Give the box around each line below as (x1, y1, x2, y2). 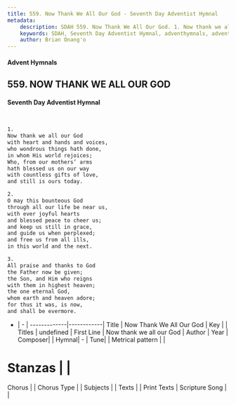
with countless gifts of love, (7, 171, 99, 179)
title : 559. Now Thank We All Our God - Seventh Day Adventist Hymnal (7, 10, 218, 18)
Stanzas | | (7, 360, 72, 376)
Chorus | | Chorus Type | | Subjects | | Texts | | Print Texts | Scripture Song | (7, 383, 227, 392)
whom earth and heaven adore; (7, 295, 96, 302)
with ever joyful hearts (7, 210, 80, 218)
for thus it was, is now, (7, 301, 83, 309)
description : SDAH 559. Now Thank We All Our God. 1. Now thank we (20, 23, 221, 30)
